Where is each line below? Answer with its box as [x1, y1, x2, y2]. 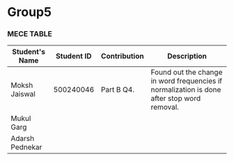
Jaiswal [10, 89, 36, 99]
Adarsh [10, 134, 35, 144]
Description [166, 52, 208, 61]
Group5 [7, 4, 52, 20]
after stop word [150, 93, 201, 103]
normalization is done [150, 85, 221, 95]
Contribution [100, 52, 144, 61]
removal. [150, 102, 180, 112]
